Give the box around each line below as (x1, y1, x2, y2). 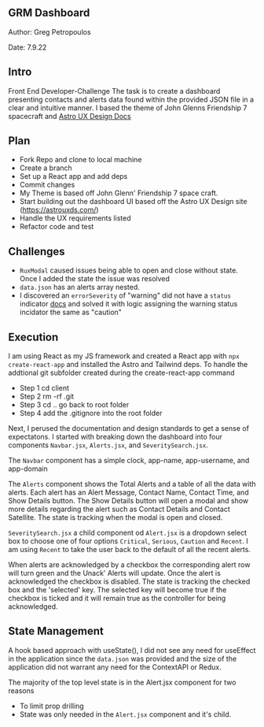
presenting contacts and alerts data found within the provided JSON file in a (8, 95, 254, 104)
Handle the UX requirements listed (19, 213, 131, 223)
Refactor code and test (19, 222, 94, 232)
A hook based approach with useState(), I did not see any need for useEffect (8, 645, 256, 655)
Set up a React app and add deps (19, 172, 128, 181)
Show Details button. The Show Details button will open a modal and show (8, 496, 249, 506)
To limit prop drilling (19, 701, 84, 710)
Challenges (8, 244, 65, 258)
